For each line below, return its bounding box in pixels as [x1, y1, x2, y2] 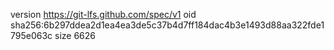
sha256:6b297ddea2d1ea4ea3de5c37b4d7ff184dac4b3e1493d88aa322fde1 [10, 19, 325, 31]
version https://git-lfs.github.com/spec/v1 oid [10, 9, 197, 20]
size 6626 [54, 30, 97, 41]
